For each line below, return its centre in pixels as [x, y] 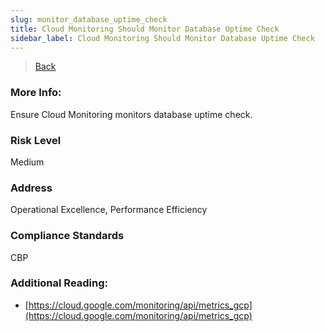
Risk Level [36, 140]
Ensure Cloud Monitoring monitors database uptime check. [131, 114]
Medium [27, 162]
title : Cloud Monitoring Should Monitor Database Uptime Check [145, 29]
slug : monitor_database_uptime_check [89, 19]
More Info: [36, 93]
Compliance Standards [67, 236]
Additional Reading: [59, 283]
